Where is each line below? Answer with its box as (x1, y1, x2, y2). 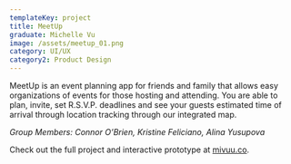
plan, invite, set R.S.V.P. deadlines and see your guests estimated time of (9, 100, 282, 110)
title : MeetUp (9, 22, 64, 31)
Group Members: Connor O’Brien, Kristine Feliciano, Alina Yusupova (9, 127, 266, 137)
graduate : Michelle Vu (9, 30, 95, 39)
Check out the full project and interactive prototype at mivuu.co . (9, 144, 250, 155)
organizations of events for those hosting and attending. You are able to (9, 90, 278, 101)
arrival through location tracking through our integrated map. (9, 110, 237, 120)
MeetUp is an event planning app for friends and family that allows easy (9, 81, 279, 91)
